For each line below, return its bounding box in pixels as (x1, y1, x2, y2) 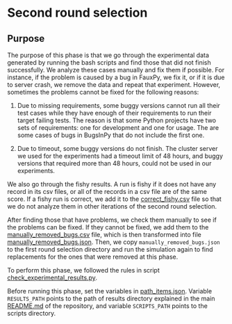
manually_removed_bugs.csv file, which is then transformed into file (7, 231, 201, 238)
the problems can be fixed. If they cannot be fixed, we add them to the (7, 223, 209, 231)
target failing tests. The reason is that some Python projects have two (17, 116, 217, 124)
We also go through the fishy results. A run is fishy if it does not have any (7, 180, 217, 188)
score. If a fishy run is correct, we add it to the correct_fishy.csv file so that (7, 195, 222, 203)
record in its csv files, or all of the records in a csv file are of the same (7, 188, 207, 195)
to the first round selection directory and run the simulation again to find (7, 245, 213, 253)
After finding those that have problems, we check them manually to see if (7, 216, 217, 224)
